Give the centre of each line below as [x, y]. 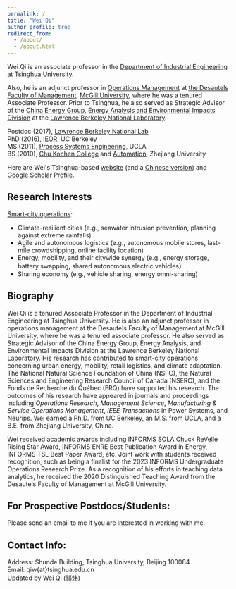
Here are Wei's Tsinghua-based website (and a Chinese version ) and [107, 167]
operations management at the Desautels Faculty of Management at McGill [116, 328]
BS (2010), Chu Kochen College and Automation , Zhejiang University [107, 154]
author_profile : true [39, 27]
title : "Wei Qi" [31, 20]
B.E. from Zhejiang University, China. [61, 425]
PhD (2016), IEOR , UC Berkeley [52, 139]
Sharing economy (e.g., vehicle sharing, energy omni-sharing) [108, 274]
